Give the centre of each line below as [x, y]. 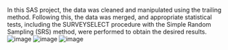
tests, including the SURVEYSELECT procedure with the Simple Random [109, 24]
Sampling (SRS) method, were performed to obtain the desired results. [107, 32]
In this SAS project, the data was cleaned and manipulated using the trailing [114, 10]
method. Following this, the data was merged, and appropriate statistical [110, 17]
